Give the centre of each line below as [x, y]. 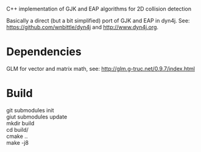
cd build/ [17, 129]
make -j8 [18, 142]
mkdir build [20, 123]
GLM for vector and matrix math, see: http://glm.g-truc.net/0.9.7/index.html [100, 68]
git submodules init [30, 110]
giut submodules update [37, 117]
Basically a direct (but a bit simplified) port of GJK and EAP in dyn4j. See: [98, 20]
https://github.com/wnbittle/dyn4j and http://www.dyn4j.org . [83, 27]
